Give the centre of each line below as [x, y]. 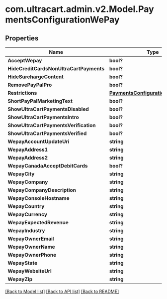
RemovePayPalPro [30, 85]
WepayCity [21, 174]
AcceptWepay [25, 61]
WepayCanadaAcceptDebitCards [48, 166]
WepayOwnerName [32, 247]
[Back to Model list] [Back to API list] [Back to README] [62, 292]
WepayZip [20, 279]
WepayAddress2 [28, 158]
